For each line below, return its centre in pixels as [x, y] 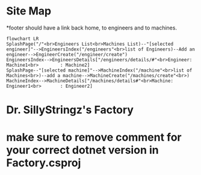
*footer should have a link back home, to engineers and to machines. [92, 28]
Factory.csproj [44, 163]
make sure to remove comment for [94, 137]
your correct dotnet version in [82, 150]
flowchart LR [23, 38]
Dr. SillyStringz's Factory [70, 110]
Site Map [29, 11]
